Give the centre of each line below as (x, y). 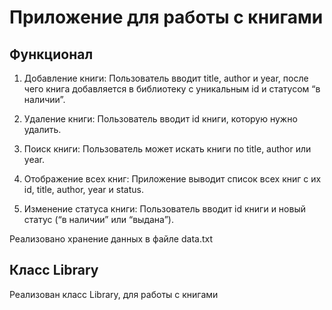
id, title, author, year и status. (83, 189)
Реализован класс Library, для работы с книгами (114, 294)
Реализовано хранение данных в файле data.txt (111, 239)
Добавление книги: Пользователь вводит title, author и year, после (166, 78)
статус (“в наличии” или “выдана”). (98, 219)
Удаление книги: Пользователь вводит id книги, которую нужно (160, 119)
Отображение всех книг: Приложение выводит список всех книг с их (172, 179)
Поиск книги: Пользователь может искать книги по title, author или (167, 149)
